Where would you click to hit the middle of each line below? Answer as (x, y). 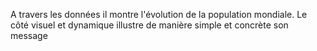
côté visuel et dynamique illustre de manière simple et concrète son (149, 25)
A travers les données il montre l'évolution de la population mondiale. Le (159, 14)
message (29, 35)
